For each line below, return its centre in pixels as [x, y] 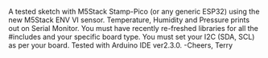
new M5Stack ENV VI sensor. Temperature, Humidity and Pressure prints [129, 20]
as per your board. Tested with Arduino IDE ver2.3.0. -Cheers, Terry [121, 45]
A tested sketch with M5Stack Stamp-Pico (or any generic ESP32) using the [134, 12]
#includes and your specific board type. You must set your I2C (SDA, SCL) [132, 37]
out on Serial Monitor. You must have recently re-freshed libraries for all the [134, 28]
